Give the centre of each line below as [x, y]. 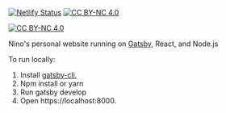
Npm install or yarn [52, 84]
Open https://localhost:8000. [68, 100]
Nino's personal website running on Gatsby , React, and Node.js [113, 44]
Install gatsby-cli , [48, 75]
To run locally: [32, 59]
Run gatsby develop [53, 92]
